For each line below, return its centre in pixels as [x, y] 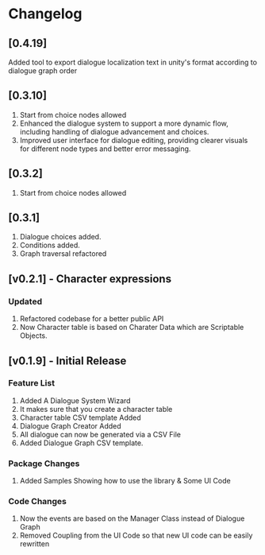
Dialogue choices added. [60, 237]
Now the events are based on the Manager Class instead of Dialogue [132, 518]
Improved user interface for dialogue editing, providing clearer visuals [134, 140]
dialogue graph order [43, 71]
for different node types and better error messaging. [105, 149]
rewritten [35, 544]
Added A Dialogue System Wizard [75, 400]
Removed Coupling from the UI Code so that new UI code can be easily [136, 536]
